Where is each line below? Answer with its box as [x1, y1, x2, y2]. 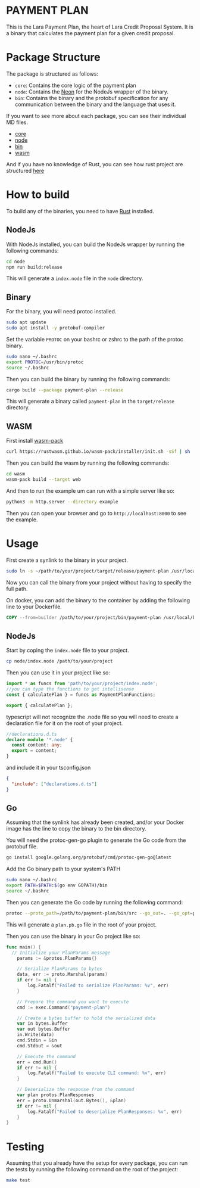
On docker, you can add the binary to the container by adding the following [6, 596, 190, 604]
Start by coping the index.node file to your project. [6, 647, 129, 654]
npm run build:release [6, 264, 62, 270]
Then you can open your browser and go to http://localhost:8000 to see [6, 509, 186, 517]
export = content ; [11, 748, 58, 754]
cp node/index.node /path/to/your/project [6, 658, 113, 664]
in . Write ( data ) [17, 1032, 55, 1038]
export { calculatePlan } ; [6, 702, 73, 708]
